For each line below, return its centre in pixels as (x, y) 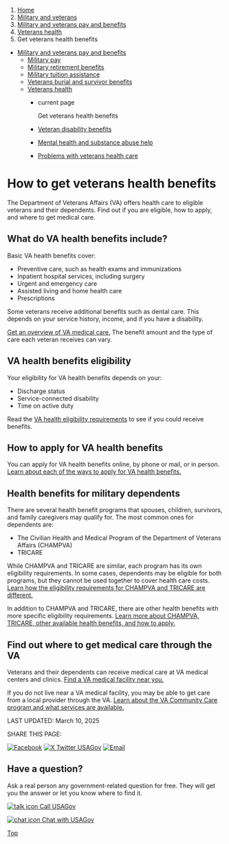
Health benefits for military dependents (94, 493)
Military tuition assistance (64, 74)
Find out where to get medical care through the (110, 645)
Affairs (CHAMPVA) (45, 545)
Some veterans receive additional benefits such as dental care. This (103, 311)
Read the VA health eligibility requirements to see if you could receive (106, 419)
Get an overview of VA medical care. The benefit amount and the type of (110, 332)
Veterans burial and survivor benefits (80, 82)
